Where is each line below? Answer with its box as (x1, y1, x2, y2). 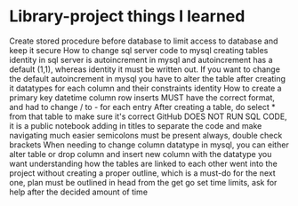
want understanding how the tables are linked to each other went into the (9, 158, 278, 169)
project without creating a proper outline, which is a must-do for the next (9, 167, 276, 178)
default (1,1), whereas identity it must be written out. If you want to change (9, 64, 280, 75)
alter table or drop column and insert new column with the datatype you (9, 148, 272, 159)
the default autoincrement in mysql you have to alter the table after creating (9, 73, 286, 83)
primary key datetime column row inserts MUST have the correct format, (9, 91, 276, 103)
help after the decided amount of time (9, 186, 149, 197)
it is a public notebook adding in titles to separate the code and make (9, 120, 262, 131)
